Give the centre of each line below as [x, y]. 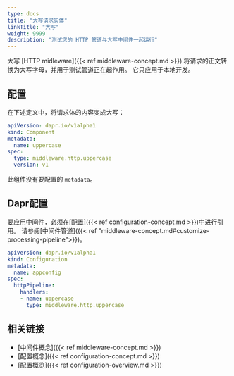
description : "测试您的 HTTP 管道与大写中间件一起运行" [82, 40]
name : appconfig [37, 272]
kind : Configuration [38, 259]
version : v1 [31, 165]
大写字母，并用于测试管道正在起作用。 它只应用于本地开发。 [107, 70]
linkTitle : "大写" [33, 27]
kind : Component [31, 132]
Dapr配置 [27, 204]
